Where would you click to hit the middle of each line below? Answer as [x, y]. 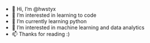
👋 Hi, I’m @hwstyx [34, 9]
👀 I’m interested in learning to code [54, 15]
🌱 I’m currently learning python [49, 21]
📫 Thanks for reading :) [41, 34]
